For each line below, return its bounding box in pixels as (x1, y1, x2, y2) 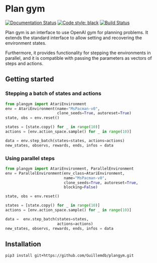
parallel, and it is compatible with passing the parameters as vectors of (5, 55, 152, 61)
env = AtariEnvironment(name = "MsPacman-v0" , (5, 106, 100, 111)
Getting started (5, 75, 54, 83)
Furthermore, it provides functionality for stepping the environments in (5, 50, 151, 56)
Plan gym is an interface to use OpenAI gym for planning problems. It (5, 29, 148, 35)
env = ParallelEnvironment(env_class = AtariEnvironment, (5, 171, 125, 176)
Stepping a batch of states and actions (5, 90, 102, 97)
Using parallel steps (5, 155, 55, 162)
